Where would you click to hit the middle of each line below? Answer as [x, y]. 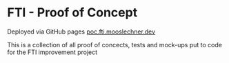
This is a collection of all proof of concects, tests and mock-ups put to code [115, 45]
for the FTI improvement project [52, 52]
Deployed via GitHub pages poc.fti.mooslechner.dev [81, 32]
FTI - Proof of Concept [72, 13]
